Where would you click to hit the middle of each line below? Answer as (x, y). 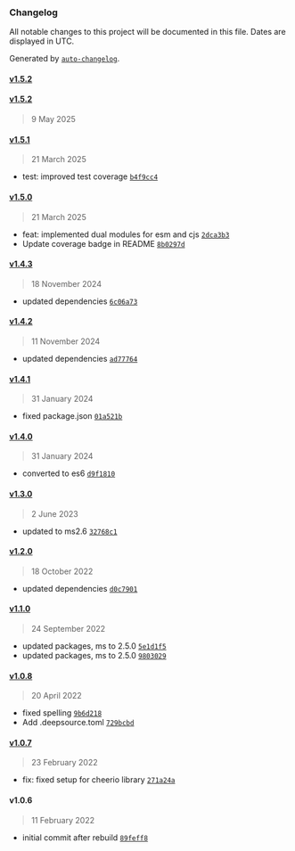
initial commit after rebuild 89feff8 (85, 837)
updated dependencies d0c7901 (80, 588)
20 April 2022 (56, 696)
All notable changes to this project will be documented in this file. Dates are (148, 32)
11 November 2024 (66, 341)
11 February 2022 (63, 820)
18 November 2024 (66, 283)
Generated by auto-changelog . (65, 59)
